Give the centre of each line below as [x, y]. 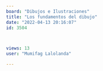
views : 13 [18, 48]
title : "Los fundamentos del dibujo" [52, 17]
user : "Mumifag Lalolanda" [39, 54]
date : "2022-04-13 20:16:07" [41, 22]
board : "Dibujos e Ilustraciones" [48, 11]
